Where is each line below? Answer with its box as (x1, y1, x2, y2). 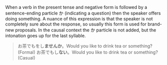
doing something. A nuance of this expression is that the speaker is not (5, 16, 153, 21)
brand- (147, 21, 162, 27)
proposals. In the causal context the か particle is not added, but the (15, 27, 156, 33)
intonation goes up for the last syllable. (5, 32, 86, 38)
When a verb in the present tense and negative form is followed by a (5, 4, 147, 10)
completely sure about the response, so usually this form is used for (5, 21, 147, 27)
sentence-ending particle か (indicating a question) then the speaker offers (5, 10, 161, 16)
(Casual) (17, 55, 36, 60)
